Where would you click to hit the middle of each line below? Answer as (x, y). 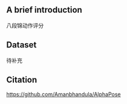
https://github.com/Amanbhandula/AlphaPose (64, 94)
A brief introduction (44, 10)
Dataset (22, 45)
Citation (22, 80)
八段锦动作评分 (25, 25)
